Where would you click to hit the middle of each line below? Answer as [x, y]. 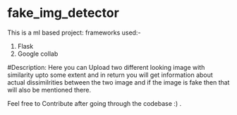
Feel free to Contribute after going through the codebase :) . [95, 103]
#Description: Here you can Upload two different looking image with [106, 67]
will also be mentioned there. [49, 90]
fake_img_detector [63, 13]
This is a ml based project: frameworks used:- [74, 32]
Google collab [38, 54]
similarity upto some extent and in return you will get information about [110, 75]
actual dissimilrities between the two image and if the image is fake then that [119, 82]
